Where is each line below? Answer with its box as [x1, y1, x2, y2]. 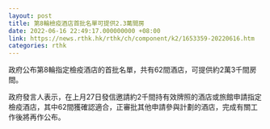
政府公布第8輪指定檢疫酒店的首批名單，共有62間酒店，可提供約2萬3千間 [8, 65, 251, 75]
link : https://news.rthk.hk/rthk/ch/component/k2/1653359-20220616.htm [8, 34, 255, 43]
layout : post [8, 11, 53, 20]
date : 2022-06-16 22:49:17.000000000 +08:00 [8, 27, 161, 35]
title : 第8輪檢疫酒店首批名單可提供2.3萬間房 [8, 19, 146, 27]
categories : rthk [8, 42, 67, 50]
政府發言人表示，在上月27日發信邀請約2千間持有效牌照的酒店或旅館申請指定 [8, 92, 262, 102]
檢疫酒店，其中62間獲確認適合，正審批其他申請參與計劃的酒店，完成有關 [8, 102, 251, 112]
